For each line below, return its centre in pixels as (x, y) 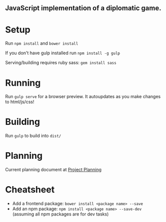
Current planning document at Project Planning (53, 170)
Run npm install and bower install (42, 43)
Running (23, 83)
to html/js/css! (20, 102)
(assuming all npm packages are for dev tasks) (60, 214)
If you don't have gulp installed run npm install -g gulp (63, 53)
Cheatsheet (30, 190)
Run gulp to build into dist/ (33, 136)
